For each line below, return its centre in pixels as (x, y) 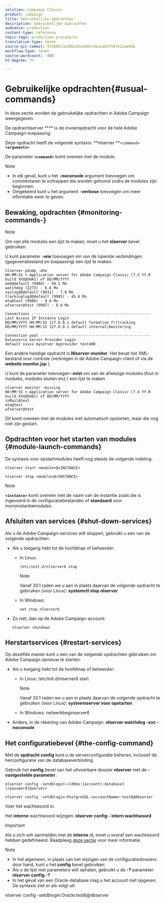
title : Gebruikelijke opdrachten (39, 19)
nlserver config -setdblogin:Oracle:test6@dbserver (57, 895)
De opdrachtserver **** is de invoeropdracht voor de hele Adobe (71, 128)
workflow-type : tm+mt (27, 51)
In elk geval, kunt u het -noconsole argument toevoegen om (73, 176)
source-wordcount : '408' (31, 56)
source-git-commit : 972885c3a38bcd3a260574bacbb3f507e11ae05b (70, 46)
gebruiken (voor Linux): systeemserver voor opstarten (76, 703)
